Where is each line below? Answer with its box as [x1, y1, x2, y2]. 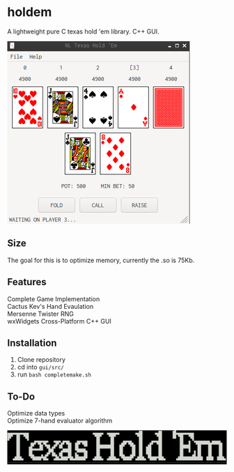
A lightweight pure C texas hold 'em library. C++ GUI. [7, 27, 159, 36]
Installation [7, 337, 57, 349]
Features [7, 276, 47, 288]
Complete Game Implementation [7, 294, 100, 303]
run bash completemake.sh [17, 370, 92, 379]
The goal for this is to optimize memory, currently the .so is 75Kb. [7, 256, 195, 264]
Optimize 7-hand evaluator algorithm [7, 416, 113, 425]
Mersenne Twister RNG [7, 310, 75, 318]
